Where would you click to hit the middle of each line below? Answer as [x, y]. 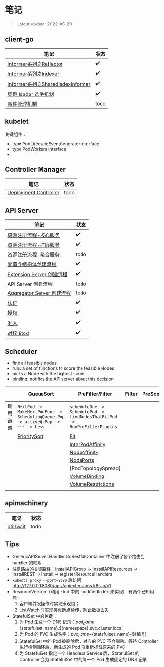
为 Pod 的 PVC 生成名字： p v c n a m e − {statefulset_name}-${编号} [83, 635]
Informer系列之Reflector [35, 64]
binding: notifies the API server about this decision [63, 379]
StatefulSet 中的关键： [35, 616]
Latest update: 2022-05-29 [44, 24]
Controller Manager [35, 169]
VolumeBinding [87, 476]
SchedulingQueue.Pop [41, 417]
